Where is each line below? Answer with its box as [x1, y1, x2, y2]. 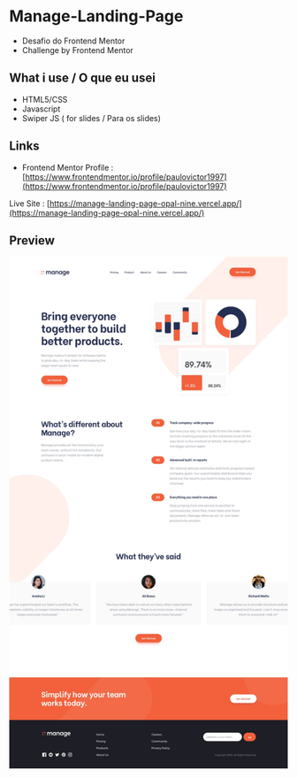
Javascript [21, 104, 61, 114]
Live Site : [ [9, 197, 50, 209]
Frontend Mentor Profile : [21, 162, 114, 173]
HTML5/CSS [21, 94, 68, 104]
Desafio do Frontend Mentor [21, 35, 126, 46]
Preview [9, 233, 56, 248]
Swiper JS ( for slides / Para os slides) [21, 112, 162, 123]
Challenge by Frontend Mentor [21, 44, 134, 55]
